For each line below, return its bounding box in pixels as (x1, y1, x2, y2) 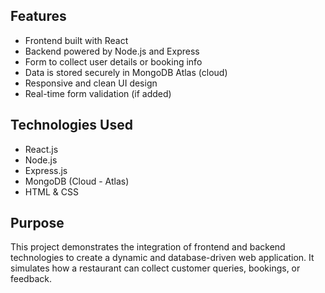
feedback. (10, 273, 52, 285)
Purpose (10, 215, 65, 232)
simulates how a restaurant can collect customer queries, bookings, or (10, 262, 301, 274)
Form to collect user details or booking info (24, 55, 203, 68)
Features (10, 8, 67, 25)
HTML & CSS (24, 185, 79, 198)
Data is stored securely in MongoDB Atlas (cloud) (24, 66, 228, 78)
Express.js (24, 164, 68, 176)
